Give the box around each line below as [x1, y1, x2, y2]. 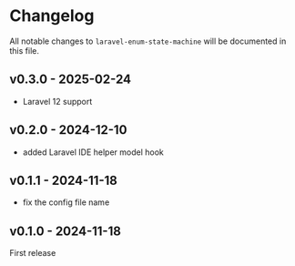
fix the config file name [22, 197, 110, 208]
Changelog [9, 5, 95, 26]
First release [9, 248, 56, 259]
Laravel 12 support [22, 96, 93, 107]
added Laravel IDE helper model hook [22, 147, 164, 158]
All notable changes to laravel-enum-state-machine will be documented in [9, 36, 287, 46]
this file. [9, 45, 39, 56]
